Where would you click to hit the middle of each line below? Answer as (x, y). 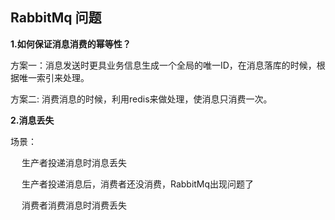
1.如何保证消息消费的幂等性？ (71, 44)
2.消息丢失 (32, 120)
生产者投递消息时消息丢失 (74, 162)
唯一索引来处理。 (54, 77)
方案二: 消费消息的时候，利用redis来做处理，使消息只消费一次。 (141, 99)
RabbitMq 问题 (56, 18)
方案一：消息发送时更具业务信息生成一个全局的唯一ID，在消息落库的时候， (163, 65)
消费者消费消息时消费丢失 (74, 205)
